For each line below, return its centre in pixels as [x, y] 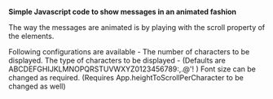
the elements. [31, 36]
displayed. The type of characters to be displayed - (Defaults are [117, 60]
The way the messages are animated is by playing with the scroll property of [137, 27]
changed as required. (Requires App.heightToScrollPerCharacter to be [126, 77]
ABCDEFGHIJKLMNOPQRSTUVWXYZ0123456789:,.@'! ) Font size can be [132, 69]
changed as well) [37, 86]
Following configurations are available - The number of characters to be [129, 52]
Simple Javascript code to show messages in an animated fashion [123, 12]
